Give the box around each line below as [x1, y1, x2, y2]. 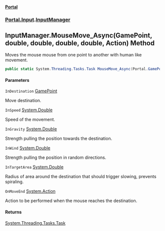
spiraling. [5, 179, 24, 185]
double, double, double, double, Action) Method [5, 39, 155, 47]
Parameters [5, 77, 29, 83]
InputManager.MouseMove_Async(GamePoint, [5, 31, 152, 39]
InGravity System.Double [5, 126, 57, 132]
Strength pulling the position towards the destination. [5, 135, 112, 142]
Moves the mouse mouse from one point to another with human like [5, 52, 142, 58]
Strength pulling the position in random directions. [5, 154, 107, 160]
